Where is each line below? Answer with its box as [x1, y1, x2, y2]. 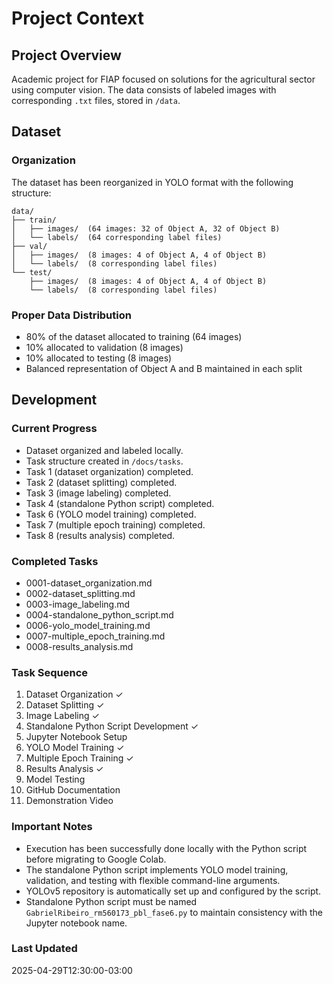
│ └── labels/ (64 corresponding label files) [11, 232, 223, 242]
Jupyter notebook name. [25, 917, 128, 929]
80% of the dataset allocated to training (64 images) [25, 330, 243, 342]
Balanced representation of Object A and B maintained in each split [25, 362, 303, 374]
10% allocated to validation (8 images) [25, 341, 184, 353]
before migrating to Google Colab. [25, 853, 167, 865]
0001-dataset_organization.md [25, 577, 153, 589]
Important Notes [11, 820, 93, 834]
